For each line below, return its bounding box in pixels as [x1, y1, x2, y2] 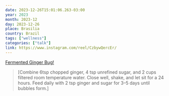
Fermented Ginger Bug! [5, 59, 54, 65]
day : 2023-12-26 [5, 21, 40, 27]
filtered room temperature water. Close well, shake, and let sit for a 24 [17, 74, 164, 80]
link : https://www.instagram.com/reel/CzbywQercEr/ [5, 45, 117, 50]
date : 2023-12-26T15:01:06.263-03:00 [5, 7, 85, 13]
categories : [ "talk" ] [5, 41, 51, 46]
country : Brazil [5, 31, 40, 36]
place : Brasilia [5, 26, 40, 31]
